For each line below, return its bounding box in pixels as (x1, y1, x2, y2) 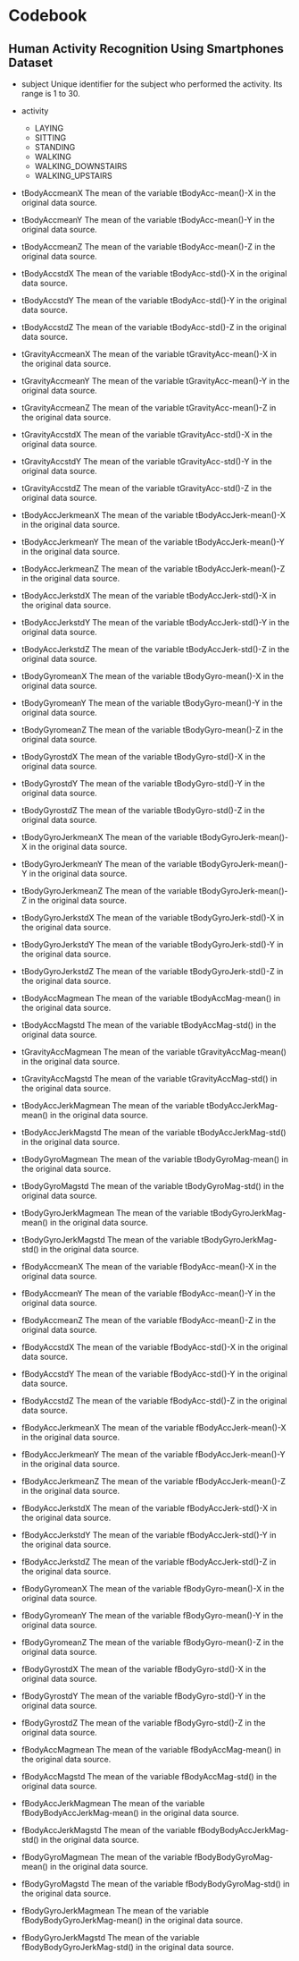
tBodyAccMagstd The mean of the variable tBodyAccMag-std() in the (21, 1020, 277, 1030)
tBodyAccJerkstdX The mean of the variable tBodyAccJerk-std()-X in (21, 590, 277, 600)
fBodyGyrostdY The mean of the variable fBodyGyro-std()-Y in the (21, 1691, 266, 1701)
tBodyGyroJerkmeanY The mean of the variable (21, 859, 197, 869)
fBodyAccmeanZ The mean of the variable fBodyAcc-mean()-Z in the (21, 1315, 277, 1325)
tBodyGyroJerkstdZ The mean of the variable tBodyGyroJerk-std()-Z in (21, 966, 284, 976)
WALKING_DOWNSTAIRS (34, 161, 128, 171)
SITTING (34, 132, 67, 143)
